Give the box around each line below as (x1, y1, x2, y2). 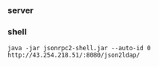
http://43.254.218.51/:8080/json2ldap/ (7, 51, 141, 60)
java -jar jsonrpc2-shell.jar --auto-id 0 (7, 45, 151, 53)
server (7, 5, 34, 16)
